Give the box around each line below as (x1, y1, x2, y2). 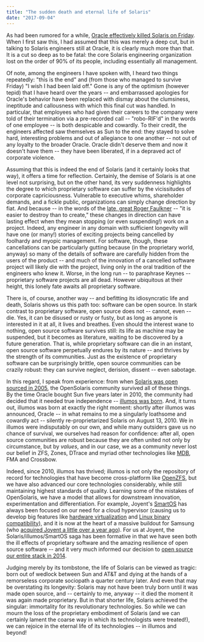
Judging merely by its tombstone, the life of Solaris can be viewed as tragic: (6, 564, 197, 571)
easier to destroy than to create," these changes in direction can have (6, 211, 181, 218)
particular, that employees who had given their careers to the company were (6, 108, 198, 116)
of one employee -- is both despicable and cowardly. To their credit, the (6, 121, 187, 128)
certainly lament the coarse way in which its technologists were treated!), (6, 616, 190, 623)
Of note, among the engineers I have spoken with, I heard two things (6, 69, 178, 76)
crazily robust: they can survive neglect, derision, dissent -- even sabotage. (6, 366, 197, 373)
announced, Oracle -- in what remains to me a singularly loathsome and (6, 410, 187, 418)
